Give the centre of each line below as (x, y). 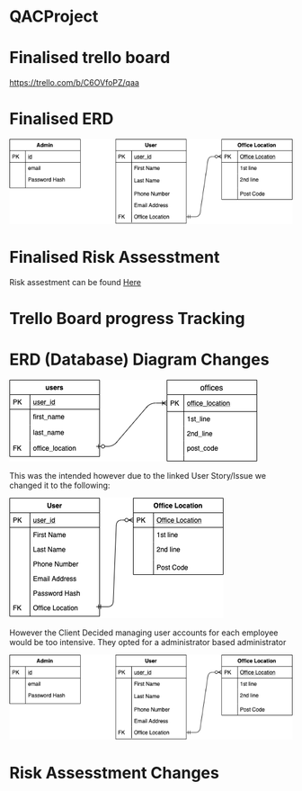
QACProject (54, 17)
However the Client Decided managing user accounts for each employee (144, 633)
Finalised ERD (62, 119)
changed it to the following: (60, 485)
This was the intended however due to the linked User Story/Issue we (138, 476)
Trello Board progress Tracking (127, 319)
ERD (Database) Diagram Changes (139, 360)
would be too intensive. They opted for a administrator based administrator (148, 643)
